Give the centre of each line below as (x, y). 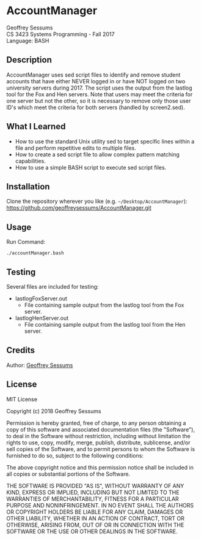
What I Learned (36, 127)
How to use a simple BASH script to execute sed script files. (91, 167)
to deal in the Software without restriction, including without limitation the (98, 436)
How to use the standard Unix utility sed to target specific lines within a (105, 141)
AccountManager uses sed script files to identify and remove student (93, 75)
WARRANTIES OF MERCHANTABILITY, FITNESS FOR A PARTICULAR (93, 499)
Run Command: (26, 242)
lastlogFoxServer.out (41, 299)
